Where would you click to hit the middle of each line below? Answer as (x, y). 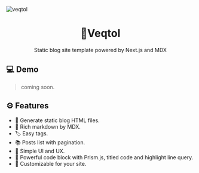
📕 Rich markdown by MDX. (48, 126)
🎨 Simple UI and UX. (40, 151)
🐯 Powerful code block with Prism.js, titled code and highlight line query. (104, 157)
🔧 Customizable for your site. (50, 163)
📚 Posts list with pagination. (50, 142)
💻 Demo (22, 70)
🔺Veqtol (100, 34)
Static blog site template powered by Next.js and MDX (100, 50)
